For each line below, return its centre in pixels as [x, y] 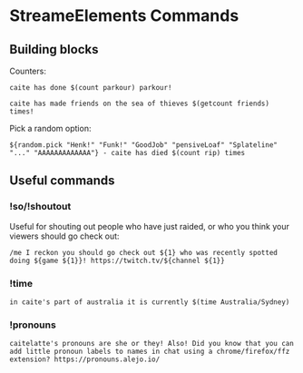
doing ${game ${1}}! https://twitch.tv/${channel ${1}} [117, 260]
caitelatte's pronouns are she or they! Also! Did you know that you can [152, 344]
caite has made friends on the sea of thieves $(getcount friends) [140, 103]
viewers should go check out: [64, 236]
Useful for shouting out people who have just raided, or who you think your [150, 226]
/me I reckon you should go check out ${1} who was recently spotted [144, 252]
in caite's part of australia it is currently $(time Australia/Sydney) [150, 302]
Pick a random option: [50, 128]
